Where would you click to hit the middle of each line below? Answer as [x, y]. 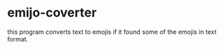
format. [18, 39]
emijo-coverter [52, 13]
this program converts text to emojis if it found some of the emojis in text [112, 32]
